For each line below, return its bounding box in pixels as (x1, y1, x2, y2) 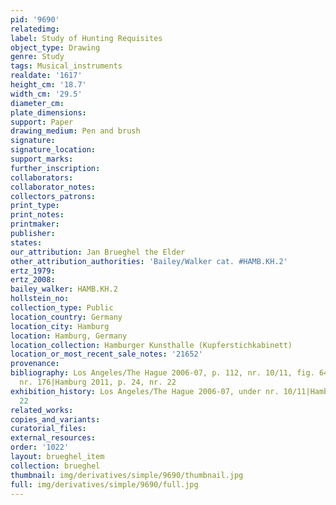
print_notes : (10, 210, 65, 220)
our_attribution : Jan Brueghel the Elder (10, 247, 186, 257)
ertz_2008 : (10, 275, 56, 285)
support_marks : (10, 154, 74, 164)
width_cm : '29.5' (10, 89, 83, 99)
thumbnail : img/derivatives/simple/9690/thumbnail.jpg (10, 470, 244, 480)
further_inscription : (10, 163, 101, 173)
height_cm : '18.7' (10, 80, 87, 90)
